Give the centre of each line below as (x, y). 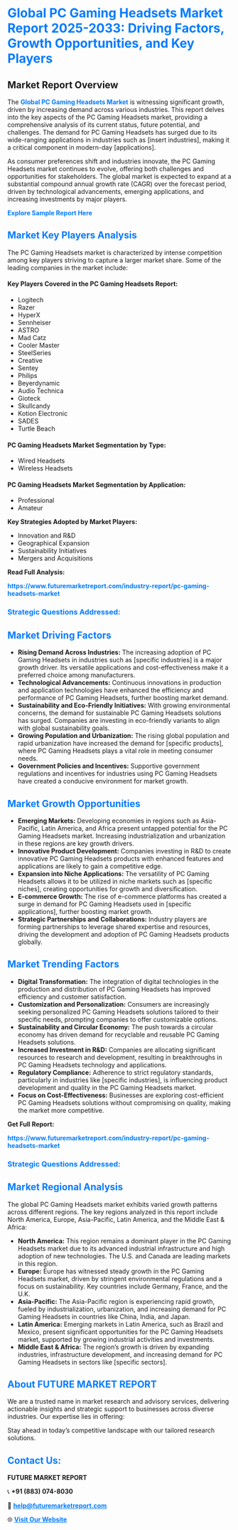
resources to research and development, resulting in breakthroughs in (120, 1057)
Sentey (28, 368)
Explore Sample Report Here (50, 213)
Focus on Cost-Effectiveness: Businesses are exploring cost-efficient (120, 1095)
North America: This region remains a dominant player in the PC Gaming (124, 1241)
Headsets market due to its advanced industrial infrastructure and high (121, 1248)
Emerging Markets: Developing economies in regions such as (108, 821)
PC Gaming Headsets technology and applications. (92, 1064)
